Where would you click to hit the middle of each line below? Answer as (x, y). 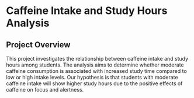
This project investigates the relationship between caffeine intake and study (97, 59)
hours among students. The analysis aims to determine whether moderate (95, 65)
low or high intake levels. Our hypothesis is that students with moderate (92, 77)
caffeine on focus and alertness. (45, 90)
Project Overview (38, 45)
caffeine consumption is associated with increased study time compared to (96, 71)
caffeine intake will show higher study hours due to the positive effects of (94, 83)
